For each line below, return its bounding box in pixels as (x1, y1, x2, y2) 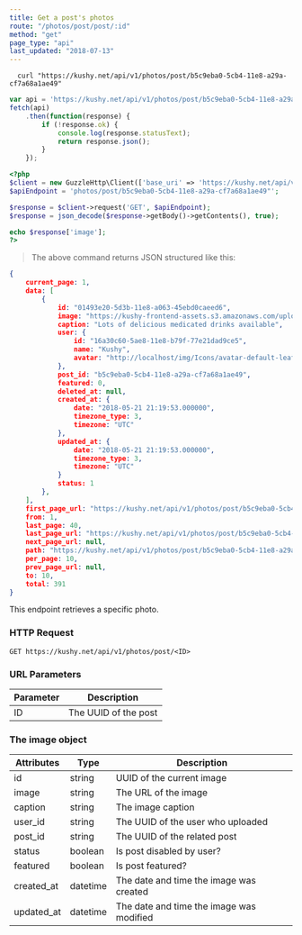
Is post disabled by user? (115, 845, 222, 858)
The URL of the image (115, 786, 209, 799)
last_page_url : (25, 529, 83, 539)
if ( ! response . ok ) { (41, 120, 119, 129)
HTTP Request (9, 627, 75, 640)
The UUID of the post (67, 706, 158, 719)
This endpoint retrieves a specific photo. (9, 604, 159, 615)
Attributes (14, 757, 60, 769)
